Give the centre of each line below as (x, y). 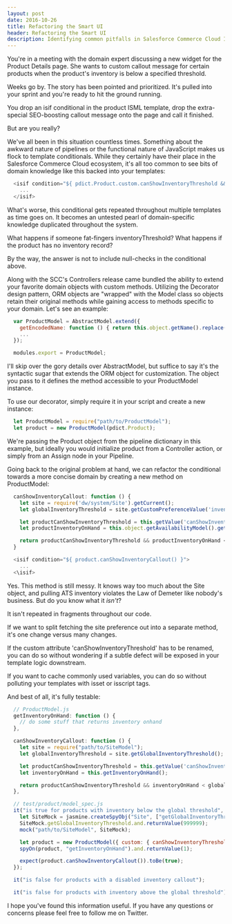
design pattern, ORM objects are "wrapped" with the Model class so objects (115, 293)
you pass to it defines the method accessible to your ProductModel (103, 381)
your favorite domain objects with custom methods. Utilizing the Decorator (113, 287)
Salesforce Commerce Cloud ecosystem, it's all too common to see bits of (113, 164)
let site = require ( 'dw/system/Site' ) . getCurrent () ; (97, 503)
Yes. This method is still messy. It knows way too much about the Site (106, 586)
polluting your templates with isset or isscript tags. (79, 683)
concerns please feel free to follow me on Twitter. (78, 913)
